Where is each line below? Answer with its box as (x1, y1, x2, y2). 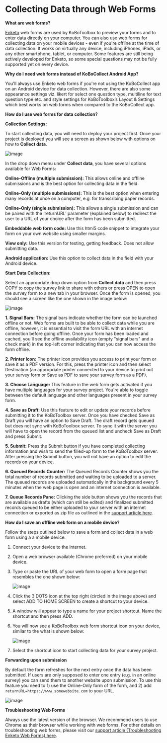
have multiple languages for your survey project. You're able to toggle (5, 387, 148, 393)
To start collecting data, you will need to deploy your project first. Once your (5, 130, 162, 136)
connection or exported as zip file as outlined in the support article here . (5, 509, 153, 515)
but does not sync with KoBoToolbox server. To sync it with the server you (5, 422, 157, 428)
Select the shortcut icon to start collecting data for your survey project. (12, 647, 158, 653)
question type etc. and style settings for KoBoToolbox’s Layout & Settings (5, 96, 155, 102)
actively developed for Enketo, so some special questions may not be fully (5, 56, 158, 62)
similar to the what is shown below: (12, 628, 84, 634)
